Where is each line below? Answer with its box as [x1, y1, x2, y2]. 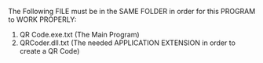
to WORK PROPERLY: [8, 15, 77, 24]
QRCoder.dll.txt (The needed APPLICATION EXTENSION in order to [19, 38, 236, 47]
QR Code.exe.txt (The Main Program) [19, 30, 140, 39]
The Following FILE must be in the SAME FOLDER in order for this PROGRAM [8, 7, 256, 16]
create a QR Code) [19, 47, 80, 55]
